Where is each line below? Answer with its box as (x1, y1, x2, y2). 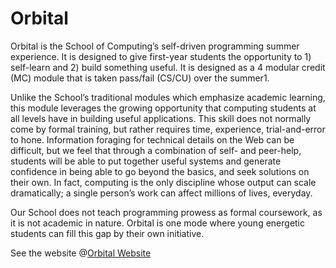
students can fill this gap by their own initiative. (10, 227, 205, 239)
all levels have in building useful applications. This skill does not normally (10, 112, 312, 124)
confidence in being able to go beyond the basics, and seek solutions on (10, 165, 310, 177)
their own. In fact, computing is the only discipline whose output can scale (10, 176, 317, 188)
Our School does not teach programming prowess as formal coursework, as (10, 206, 323, 218)
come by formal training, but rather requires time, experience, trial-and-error (10, 123, 326, 135)
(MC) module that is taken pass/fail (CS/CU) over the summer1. (10, 72, 270, 84)
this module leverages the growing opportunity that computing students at (10, 102, 317, 114)
